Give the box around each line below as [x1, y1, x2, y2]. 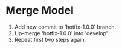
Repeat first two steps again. [14, 36, 86, 43]
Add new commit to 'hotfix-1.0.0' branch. [14, 23, 116, 30]
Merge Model [5, 4, 74, 17]
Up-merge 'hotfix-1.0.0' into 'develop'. [14, 29, 109, 36]
